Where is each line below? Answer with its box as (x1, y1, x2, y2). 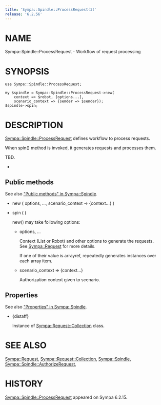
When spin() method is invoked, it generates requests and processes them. (5, 145, 156, 151)
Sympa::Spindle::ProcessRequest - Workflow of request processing (5, 49, 141, 55)
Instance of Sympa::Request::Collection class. (12, 323, 105, 328)
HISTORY (5, 378, 43, 389)
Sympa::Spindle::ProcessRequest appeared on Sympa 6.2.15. (5, 394, 128, 400)
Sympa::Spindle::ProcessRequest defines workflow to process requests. (5, 135, 150, 141)
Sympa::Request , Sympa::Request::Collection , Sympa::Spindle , (5, 356, 131, 362)
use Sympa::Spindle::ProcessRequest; (5, 82, 82, 87)
